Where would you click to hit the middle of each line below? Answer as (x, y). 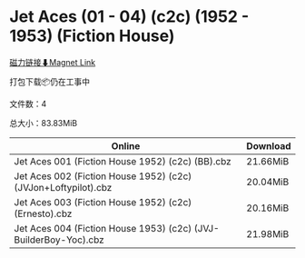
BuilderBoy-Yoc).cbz (59, 240)
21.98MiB (268, 233)
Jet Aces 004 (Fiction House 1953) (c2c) (103, 228)
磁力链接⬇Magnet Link (53, 62)
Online (126, 145)
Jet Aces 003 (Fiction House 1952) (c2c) (103, 202)
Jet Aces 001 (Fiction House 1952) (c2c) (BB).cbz (123, 161)
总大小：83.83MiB (44, 123)
